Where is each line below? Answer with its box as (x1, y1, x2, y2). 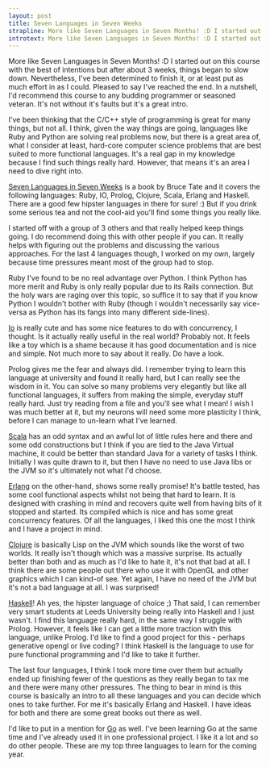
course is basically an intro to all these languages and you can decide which (8, 691, 262, 701)
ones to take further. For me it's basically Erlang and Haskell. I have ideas (8, 699, 251, 710)
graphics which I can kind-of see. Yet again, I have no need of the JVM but (8, 574, 257, 584)
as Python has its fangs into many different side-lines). (28, 307, 210, 317)
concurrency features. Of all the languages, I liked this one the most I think (8, 515, 255, 525)
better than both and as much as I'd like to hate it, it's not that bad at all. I (8, 557, 251, 567)
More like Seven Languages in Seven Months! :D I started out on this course (8, 56, 260, 66)
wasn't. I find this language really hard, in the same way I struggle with (8, 615, 243, 625)
